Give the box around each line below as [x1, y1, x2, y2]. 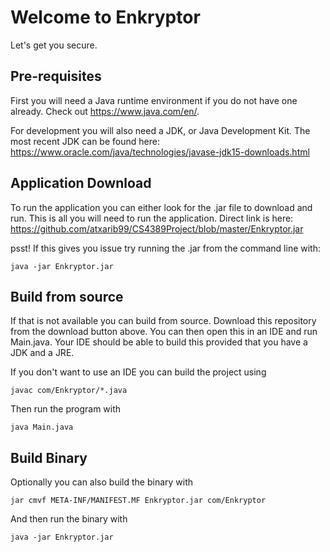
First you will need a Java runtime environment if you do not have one [10, 94, 298, 106]
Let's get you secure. [10, 39, 98, 51]
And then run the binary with [10, 513, 128, 525]
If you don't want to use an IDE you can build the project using [10, 366, 267, 378]
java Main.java [10, 422, 74, 433]
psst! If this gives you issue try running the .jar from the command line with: [10, 242, 321, 254]
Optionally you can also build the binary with [10, 476, 194, 488]
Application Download [10, 175, 152, 192]
